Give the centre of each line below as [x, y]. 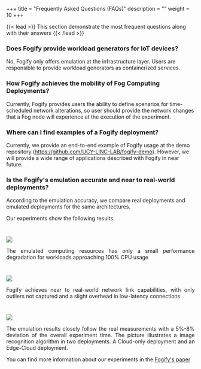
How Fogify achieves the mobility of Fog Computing [83, 83]
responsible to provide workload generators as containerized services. [93, 68]
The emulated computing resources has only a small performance [100, 251]
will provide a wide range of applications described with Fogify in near [93, 158]
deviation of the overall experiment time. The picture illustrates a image [100, 335]
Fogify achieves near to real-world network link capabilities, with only [100, 290]
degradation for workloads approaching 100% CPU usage [77, 258]
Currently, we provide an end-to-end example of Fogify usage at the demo [98, 145]
